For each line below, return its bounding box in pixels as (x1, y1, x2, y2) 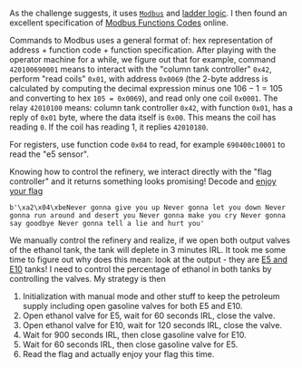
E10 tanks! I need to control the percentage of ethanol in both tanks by (9, 264, 272, 275)
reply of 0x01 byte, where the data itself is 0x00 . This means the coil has (9, 112, 277, 122)
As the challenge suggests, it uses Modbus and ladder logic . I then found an (9, 8, 287, 18)
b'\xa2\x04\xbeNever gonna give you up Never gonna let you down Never (9, 203, 286, 212)
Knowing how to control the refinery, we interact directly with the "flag (9, 167, 272, 177)
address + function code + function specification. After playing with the (9, 44, 277, 55)
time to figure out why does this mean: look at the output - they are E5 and (9, 254, 287, 265)
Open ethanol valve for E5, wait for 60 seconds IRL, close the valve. (22, 310, 276, 321)
